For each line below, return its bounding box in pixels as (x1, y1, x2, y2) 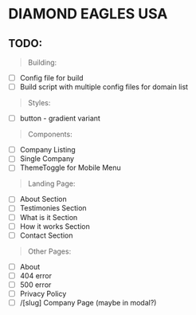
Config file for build (19, 73, 84, 82)
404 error (19, 270, 52, 280)
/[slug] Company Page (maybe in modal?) (19, 297, 157, 307)
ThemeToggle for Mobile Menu (19, 163, 121, 172)
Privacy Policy (19, 289, 67, 298)
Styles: (27, 98, 51, 108)
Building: (27, 57, 57, 67)
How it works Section (19, 221, 90, 231)
